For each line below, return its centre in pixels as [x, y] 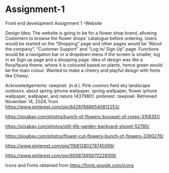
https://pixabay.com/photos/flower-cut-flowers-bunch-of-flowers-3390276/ [84, 136]
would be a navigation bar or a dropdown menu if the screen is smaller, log [82, 54]
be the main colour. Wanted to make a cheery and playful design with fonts [83, 70]
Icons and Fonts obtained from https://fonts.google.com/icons [70, 165]
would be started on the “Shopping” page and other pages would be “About [83, 43]
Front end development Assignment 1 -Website [54, 23]
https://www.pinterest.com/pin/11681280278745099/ [60, 146]
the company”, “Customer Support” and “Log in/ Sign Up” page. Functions [82, 49]
